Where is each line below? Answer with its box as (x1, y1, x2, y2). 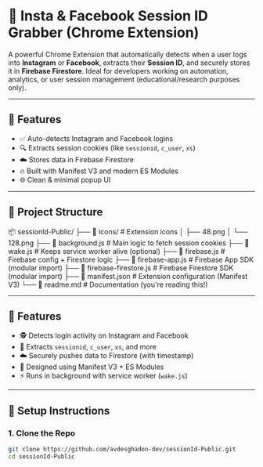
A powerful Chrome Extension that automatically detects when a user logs (8, 49, 247, 59)
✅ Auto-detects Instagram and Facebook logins (19, 133, 174, 143)
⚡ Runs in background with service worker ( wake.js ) (19, 371, 188, 381)
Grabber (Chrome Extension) (8, 24, 200, 42)
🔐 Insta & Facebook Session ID (8, 7, 209, 25)
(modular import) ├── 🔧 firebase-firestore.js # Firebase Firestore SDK (8, 262, 234, 273)
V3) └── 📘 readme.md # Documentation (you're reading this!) (8, 280, 208, 289)
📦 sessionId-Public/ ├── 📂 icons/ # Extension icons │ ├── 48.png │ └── (8, 226, 248, 236)
